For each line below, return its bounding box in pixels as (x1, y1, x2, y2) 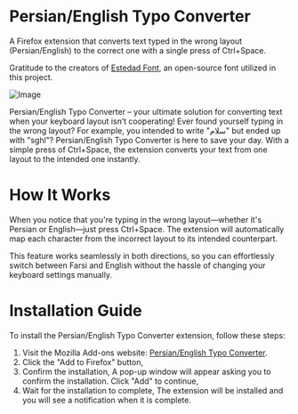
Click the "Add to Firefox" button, (21, 356, 144, 367)
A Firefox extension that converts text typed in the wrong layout (9, 36, 243, 46)
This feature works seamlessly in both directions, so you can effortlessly (9, 250, 275, 261)
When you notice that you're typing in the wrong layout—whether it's (9, 214, 262, 224)
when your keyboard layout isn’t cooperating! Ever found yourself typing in (9, 116, 284, 126)
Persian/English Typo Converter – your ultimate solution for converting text (9, 106, 283, 117)
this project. (9, 71, 53, 82)
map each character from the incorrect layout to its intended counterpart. (9, 233, 278, 244)
